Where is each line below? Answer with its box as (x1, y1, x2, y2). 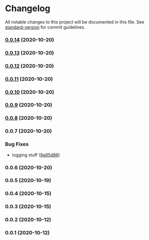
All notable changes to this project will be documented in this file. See (5, 19, 145, 25)
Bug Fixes (5, 141, 29, 148)
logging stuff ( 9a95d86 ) (12, 152, 60, 158)
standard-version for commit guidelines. (5, 24, 85, 30)
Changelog (5, 3, 50, 14)
